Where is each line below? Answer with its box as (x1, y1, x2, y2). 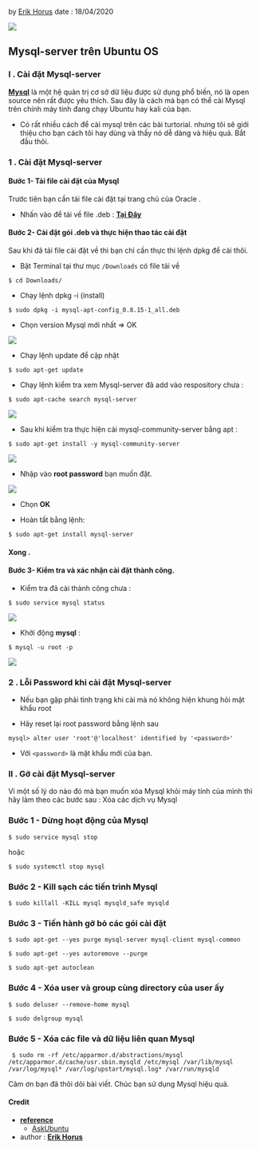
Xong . (8, 547, 31, 557)
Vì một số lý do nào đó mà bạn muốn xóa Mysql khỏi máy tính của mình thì (8, 787, 253, 796)
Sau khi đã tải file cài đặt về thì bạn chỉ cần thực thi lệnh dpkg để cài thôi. (8, 245, 249, 255)
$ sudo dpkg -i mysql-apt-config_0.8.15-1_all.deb (8, 306, 180, 314)
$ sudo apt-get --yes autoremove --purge (8, 950, 148, 958)
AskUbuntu (31, 1123, 69, 1134)
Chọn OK (19, 500, 50, 509)
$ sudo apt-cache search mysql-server (8, 396, 137, 404)
